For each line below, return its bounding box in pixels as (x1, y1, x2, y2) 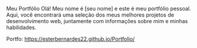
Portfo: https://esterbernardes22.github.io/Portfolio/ (6, 36, 135, 42)
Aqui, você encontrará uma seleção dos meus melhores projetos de (6, 11, 175, 18)
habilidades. (6, 24, 37, 31)
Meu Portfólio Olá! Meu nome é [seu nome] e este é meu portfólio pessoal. (6, 5, 192, 12)
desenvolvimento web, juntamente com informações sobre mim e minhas (6, 18, 188, 24)
